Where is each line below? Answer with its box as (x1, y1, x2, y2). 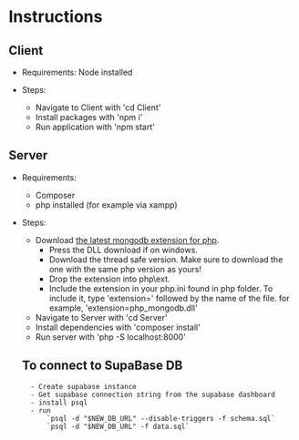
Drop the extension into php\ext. (48, 273, 170, 284)
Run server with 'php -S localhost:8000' (35, 331, 186, 343)
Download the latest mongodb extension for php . (35, 234, 220, 245)
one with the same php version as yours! (48, 263, 202, 274)
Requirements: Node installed (21, 67, 133, 77)
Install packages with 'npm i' (35, 112, 143, 122)
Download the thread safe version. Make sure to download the (48, 253, 284, 265)
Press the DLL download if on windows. (48, 244, 198, 255)
